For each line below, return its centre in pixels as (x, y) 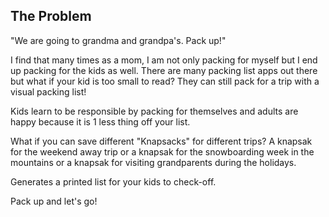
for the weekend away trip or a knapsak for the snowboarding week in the (162, 151)
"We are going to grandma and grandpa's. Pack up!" (118, 40)
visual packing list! (48, 91)
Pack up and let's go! (54, 201)
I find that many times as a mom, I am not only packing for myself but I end (164, 60)
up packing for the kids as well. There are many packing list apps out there (164, 70)
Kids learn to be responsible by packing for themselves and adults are (154, 111)
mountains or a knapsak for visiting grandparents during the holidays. (153, 162)
